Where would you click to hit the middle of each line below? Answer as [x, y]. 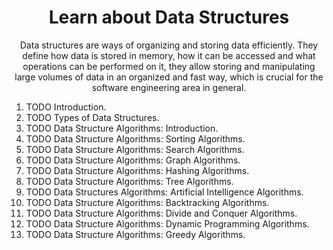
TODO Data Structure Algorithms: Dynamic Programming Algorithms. [167, 223]
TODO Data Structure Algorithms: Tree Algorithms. [129, 181]
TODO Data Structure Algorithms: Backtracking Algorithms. [147, 202]
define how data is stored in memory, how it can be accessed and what [169, 55]
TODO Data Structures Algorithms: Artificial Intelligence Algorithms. [164, 192]
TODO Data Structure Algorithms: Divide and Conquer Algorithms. [161, 213]
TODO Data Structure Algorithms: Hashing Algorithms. [137, 170]
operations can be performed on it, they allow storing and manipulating [169, 66]
